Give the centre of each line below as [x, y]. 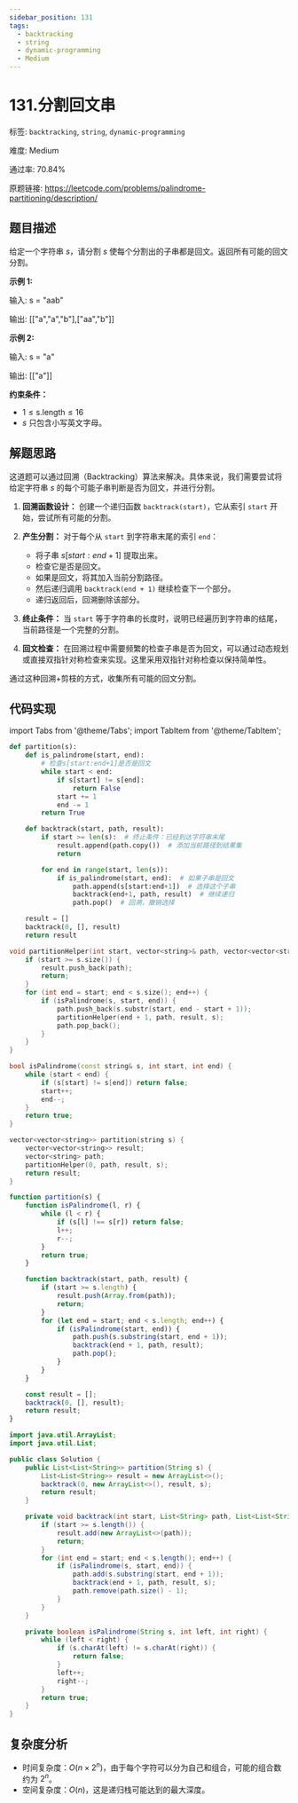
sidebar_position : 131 [51, 17]
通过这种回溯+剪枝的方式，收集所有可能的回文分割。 [105, 678]
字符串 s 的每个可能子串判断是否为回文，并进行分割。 [122, 487]
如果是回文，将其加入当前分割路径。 [102, 577]
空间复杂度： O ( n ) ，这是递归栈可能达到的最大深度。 [116, 1790]
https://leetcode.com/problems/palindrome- [125, 188]
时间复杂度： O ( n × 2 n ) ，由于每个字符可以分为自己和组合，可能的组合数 [152, 1767]
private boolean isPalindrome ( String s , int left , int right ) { [146, 1632]
